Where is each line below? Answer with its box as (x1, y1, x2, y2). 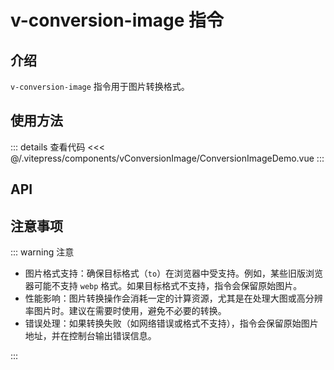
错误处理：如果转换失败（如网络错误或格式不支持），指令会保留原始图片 (24, 317, 319, 330)
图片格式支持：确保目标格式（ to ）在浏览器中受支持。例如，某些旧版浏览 (24, 267, 324, 280)
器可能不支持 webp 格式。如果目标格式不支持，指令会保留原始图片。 (24, 280, 303, 292)
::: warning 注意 (10, 246, 75, 258)
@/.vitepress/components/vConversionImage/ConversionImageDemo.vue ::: (10, 152, 325, 164)
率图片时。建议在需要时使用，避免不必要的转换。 (24, 305, 227, 317)
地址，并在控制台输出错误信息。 (24, 330, 157, 342)
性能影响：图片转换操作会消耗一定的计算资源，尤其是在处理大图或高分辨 (24, 292, 323, 305)
